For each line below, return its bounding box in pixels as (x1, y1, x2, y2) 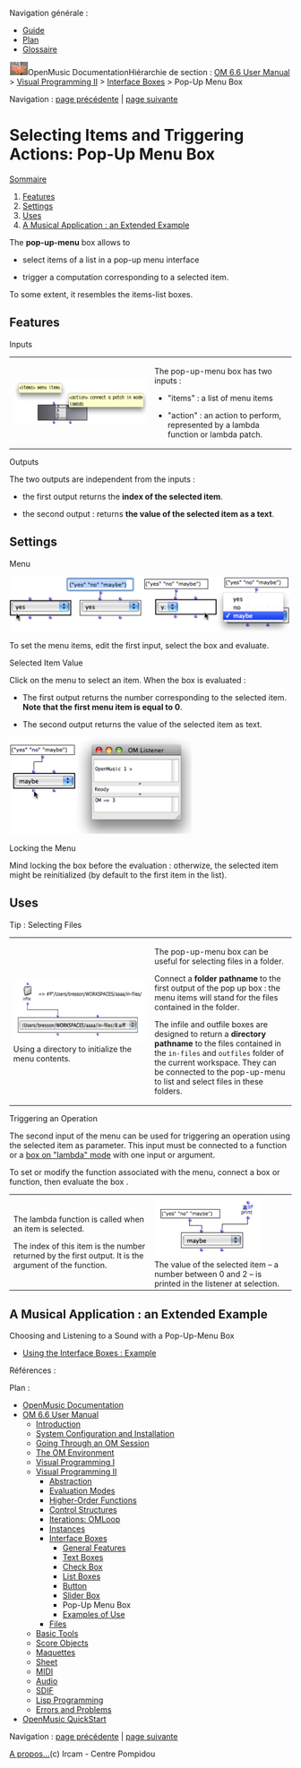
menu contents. (13, 1052, 71, 1064)
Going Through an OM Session (35, 1438, 150, 1449)
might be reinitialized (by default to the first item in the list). (9, 870, 228, 880)
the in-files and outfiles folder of (154, 1047, 285, 1058)
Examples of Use (62, 1609, 125, 1620)
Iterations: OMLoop (48, 1514, 121, 1525)
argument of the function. (13, 1259, 107, 1270)
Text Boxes (62, 1552, 104, 1563)
